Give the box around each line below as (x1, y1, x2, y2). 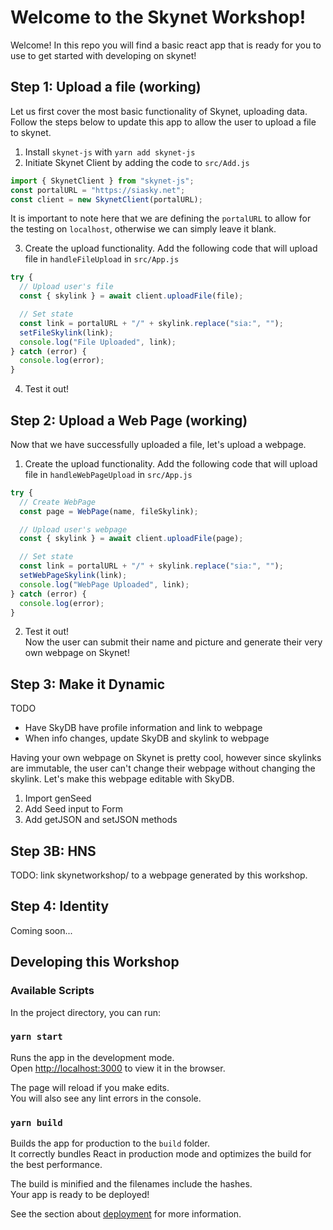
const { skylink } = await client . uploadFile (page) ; (19, 534, 244, 544)
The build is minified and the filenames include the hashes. (10, 1178, 253, 1190)
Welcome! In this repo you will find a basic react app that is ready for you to (10, 39, 322, 51)
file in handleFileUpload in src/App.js (24, 253, 180, 265)
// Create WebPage (19, 497, 97, 507)
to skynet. (10, 126, 52, 138)
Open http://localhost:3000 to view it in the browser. (10, 1062, 226, 1074)
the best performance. (10, 1159, 103, 1171)
